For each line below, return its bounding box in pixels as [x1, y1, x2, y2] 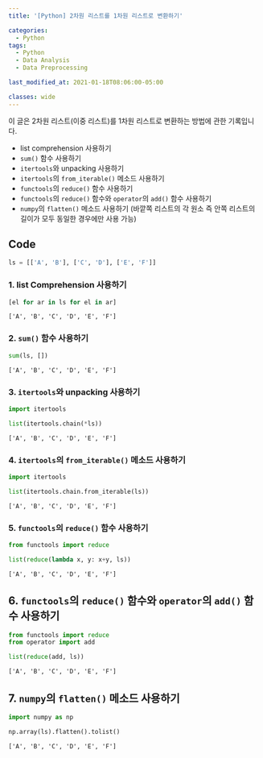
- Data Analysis [15, 56, 70, 64]
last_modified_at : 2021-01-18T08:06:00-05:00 [8, 78, 163, 86]
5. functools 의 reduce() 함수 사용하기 [8, 522, 149, 533]
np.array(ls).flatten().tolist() [8, 727, 121, 735]
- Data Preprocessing [15, 64, 88, 72]
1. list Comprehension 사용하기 [8, 280, 127, 291]
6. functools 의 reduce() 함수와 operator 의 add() [8, 594, 242, 608]
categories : [8, 26, 48, 35]
